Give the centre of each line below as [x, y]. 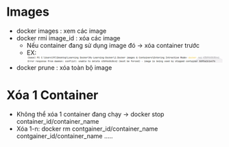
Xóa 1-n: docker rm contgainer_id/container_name [87, 129]
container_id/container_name [58, 122]
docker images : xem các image [61, 31]
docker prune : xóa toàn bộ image [64, 68]
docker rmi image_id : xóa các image [68, 38]
